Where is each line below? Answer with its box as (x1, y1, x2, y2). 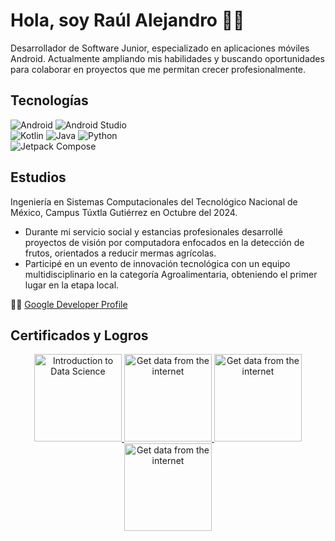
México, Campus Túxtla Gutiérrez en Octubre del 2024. (10, 206, 238, 218)
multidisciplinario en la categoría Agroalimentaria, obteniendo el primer (24, 268, 318, 280)
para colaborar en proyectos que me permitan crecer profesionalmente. (10, 63, 307, 75)
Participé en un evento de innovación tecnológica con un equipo (24, 257, 291, 269)
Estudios (10, 169, 67, 186)
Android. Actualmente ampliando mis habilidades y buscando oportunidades (10, 52, 325, 64)
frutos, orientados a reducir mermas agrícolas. (24, 247, 217, 259)
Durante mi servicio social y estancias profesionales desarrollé (24, 225, 283, 238)
